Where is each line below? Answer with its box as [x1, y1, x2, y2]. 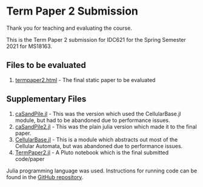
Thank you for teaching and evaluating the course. [6, 24, 132, 32]
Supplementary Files [6, 94, 87, 104]
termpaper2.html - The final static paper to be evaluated [15, 76, 156, 83]
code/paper [15, 155, 45, 162]
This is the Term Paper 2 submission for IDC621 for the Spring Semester [6, 36, 187, 43]
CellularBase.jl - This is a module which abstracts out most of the [15, 135, 178, 143]
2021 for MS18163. [6, 42, 53, 50]
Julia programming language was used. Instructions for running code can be [6, 167, 198, 174]
